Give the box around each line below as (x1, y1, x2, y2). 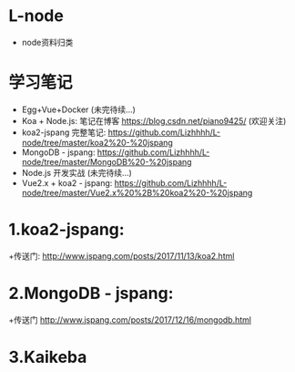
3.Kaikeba (8, 346, 87, 367)
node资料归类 (21, 36, 74, 47)
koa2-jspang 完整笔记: (21, 127, 107, 138)
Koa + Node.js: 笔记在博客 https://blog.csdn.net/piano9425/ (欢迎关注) (21, 115, 287, 126)
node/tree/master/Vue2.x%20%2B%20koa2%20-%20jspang (21, 187, 253, 198)
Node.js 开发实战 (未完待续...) (21, 167, 133, 178)
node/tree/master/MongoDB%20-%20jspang (21, 156, 192, 167)
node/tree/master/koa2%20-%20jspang (21, 137, 174, 148)
